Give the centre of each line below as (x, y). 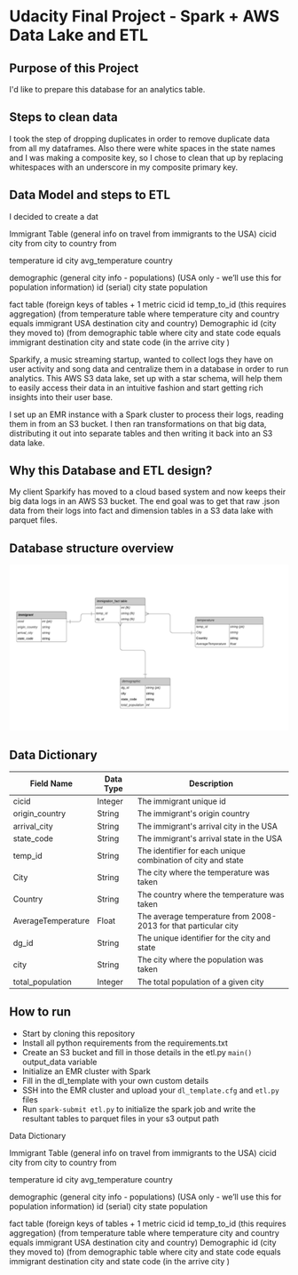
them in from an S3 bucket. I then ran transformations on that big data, (138, 423)
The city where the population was (200, 960)
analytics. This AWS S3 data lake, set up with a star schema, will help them (146, 378)
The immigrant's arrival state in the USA (210, 838)
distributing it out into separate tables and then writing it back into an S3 (141, 433)
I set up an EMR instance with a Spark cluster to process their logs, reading (146, 414)
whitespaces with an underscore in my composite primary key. (124, 167)
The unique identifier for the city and (204, 938)
